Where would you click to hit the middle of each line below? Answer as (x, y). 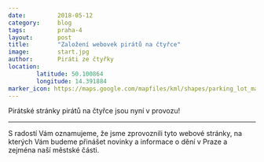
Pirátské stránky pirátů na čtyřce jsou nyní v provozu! (94, 111)
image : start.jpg (49, 52)
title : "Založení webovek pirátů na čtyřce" (94, 45)
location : (24, 67)
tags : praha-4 (45, 30)
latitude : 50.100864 (70, 74)
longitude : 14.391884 (72, 81)
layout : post (40, 37)
